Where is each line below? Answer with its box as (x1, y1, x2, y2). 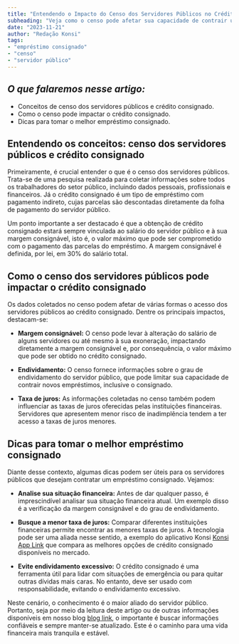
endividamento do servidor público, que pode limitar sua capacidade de (17, 373, 229, 381)
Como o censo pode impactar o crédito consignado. (17, 110, 171, 118)
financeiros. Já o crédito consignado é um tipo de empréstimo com (7, 190, 204, 199)
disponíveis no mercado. (17, 549, 90, 556)
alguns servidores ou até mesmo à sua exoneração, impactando (17, 337, 206, 345)
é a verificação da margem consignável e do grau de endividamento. (17, 505, 219, 512)
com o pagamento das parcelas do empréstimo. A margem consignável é (7, 242, 222, 250)
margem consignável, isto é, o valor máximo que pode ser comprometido (7, 234, 222, 243)
